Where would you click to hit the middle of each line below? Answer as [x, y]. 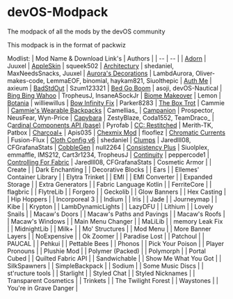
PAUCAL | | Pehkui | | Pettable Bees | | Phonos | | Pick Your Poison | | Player [116, 243]
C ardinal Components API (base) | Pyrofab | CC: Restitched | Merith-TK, [110, 125]
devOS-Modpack [58, 12]
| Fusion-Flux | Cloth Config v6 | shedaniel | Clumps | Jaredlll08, [99, 139]
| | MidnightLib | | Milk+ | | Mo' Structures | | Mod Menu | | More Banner [109, 229]
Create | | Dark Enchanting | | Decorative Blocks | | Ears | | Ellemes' [103, 169]
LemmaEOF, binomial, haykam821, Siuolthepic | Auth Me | [129, 80]
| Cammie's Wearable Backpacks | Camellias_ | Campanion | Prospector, [111, 110]
